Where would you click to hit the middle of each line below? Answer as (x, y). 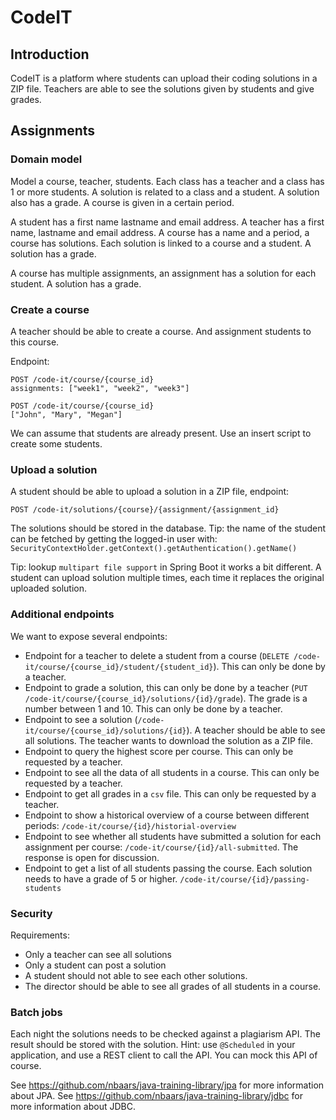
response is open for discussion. (92, 857)
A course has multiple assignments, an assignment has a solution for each (163, 273)
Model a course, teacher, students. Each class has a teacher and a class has (167, 181)
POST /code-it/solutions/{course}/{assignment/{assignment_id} (145, 510)
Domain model (46, 159)
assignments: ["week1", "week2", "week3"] (100, 388)
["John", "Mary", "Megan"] (66, 414)
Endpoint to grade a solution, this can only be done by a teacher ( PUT (166, 687)
